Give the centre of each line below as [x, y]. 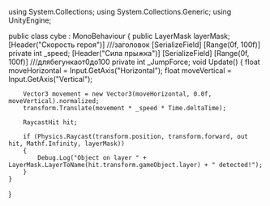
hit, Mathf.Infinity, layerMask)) [67, 144]
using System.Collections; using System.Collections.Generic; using [120, 12]
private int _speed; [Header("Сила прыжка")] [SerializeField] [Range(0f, [129, 53]
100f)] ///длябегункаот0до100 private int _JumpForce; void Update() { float [135, 62]
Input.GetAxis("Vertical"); [51, 79]
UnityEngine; [30, 20]
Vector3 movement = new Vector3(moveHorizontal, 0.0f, [118, 94]
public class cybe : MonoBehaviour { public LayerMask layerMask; [119, 36]
